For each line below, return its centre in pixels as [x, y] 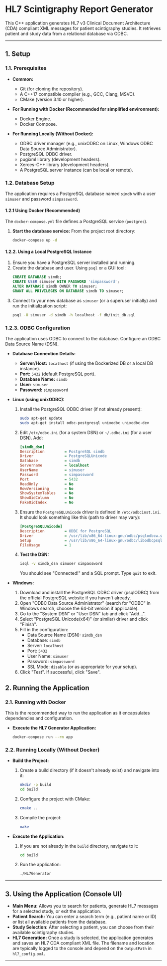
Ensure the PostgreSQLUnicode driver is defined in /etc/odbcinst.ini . [90, 512]
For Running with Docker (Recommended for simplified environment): [86, 109]
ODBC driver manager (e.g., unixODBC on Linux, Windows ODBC [86, 143]
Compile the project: [41, 817]
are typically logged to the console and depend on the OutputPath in [82, 949]
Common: [23, 79]
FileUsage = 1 [45, 545]
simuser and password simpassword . [42, 199]
